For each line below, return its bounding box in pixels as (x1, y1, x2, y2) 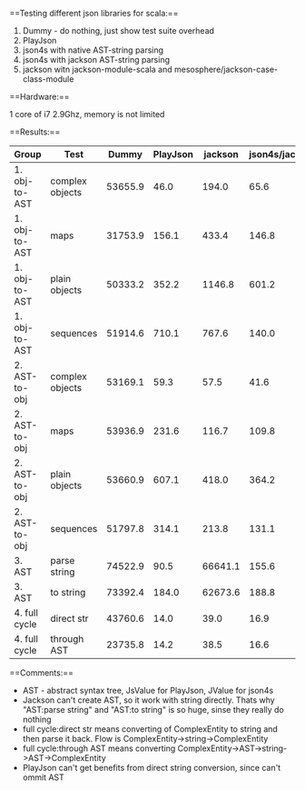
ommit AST (22, 772, 65, 783)
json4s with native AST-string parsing (22, 45, 164, 55)
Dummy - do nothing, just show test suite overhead (22, 25, 215, 35)
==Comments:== (9, 667, 74, 678)
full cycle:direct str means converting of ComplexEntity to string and (22, 724, 279, 735)
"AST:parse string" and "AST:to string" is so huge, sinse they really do (22, 705, 284, 715)
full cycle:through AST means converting (22, 743, 176, 754)
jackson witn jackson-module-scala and (22, 64, 172, 75)
